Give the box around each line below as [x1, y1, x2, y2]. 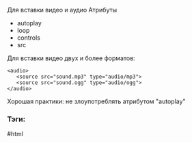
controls [16, 34, 41, 42]
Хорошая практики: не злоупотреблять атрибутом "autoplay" [7, 97, 186, 105]
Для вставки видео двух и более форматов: [7, 54, 135, 62]
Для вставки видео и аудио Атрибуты [7, 6, 118, 14]
